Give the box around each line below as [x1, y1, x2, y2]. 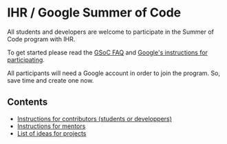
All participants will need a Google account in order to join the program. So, [7, 69, 220, 77]
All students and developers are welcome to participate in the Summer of [7, 28, 215, 36]
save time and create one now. [7, 76, 94, 84]
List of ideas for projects [17, 129, 87, 137]
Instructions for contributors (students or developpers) [17, 114, 172, 123]
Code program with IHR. [7, 34, 76, 43]
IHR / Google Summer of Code [7, 5, 181, 21]
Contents [7, 96, 48, 108]
